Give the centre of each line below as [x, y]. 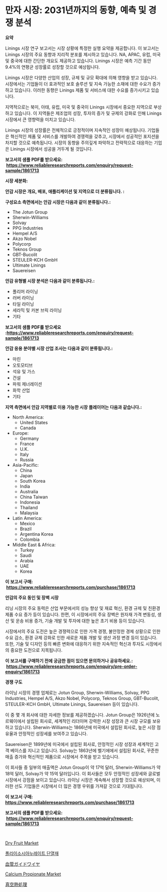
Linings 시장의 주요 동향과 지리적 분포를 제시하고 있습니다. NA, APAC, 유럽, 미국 [83, 54]
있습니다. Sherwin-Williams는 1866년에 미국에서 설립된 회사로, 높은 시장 [85, 727]
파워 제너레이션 [27, 384]
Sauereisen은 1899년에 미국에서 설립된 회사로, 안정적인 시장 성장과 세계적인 [79, 744]
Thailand [29, 507]
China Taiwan [34, 497]
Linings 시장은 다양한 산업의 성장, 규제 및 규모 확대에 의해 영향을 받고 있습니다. [82, 78]
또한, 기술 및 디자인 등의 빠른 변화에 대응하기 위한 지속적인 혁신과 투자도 [75, 644]
